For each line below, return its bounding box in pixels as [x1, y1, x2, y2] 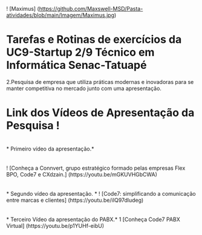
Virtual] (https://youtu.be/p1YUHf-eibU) [6, 222, 105, 229]
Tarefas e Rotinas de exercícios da [6, 33, 182, 47]
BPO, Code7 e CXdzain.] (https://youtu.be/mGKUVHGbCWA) [6, 170, 157, 178]
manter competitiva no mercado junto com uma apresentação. [6, 85, 162, 92]
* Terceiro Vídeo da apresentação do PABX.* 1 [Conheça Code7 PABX [6, 216, 180, 223]
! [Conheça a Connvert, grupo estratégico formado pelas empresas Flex [6, 164, 186, 172]
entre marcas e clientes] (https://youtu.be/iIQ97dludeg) [6, 196, 144, 204]
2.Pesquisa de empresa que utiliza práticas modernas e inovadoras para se [6, 78, 194, 85]
